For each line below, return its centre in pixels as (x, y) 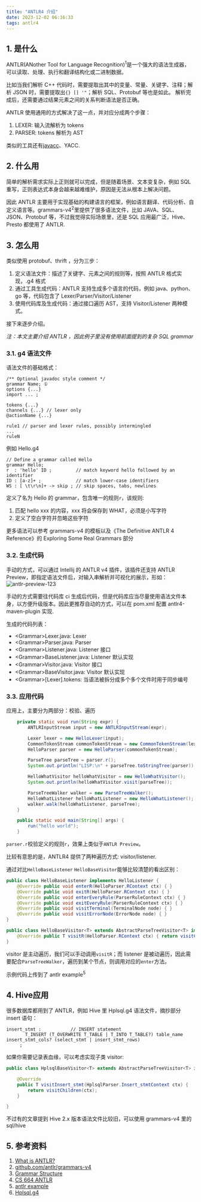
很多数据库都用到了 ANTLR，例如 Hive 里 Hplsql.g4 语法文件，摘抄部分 (94, 1011)
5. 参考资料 (26, 1146)
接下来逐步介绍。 (27, 324)
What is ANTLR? (35, 1161)
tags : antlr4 (22, 23)
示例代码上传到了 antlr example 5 (46, 974)
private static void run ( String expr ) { (68, 722)
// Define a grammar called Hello (49, 460)
